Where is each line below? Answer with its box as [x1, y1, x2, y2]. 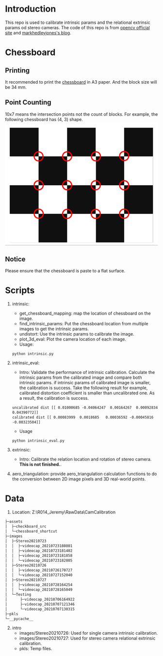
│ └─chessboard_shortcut [5, 529, 57, 533]
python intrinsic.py [12, 351, 54, 356]
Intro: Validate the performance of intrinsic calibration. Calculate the [19, 369, 155, 375]
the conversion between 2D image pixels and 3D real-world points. [12, 476, 146, 482]
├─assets [5, 519, 23, 524]
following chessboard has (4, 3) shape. [5, 116, 83, 122]
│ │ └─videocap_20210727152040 [5, 572, 73, 577]
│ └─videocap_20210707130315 [5, 606, 75, 611]
